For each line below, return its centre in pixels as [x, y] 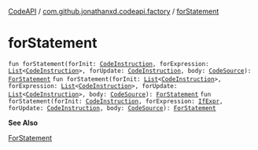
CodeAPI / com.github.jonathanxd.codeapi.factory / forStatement [114, 11]
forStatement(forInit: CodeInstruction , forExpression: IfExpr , [116, 101]
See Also [23, 123]
